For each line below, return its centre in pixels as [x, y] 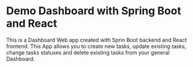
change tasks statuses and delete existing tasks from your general [88, 52]
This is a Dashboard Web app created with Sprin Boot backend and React [96, 40]
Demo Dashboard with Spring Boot [94, 11]
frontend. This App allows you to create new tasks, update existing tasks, [96, 46]
